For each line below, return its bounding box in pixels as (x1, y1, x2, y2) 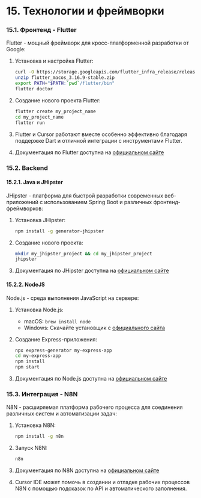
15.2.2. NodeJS (6, 281, 45, 288)
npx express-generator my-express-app (14, 347, 112, 353)
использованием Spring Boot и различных (44, 198, 152, 205)
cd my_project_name (14, 114, 64, 120)
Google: (6, 46, 26, 53)
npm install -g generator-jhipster (14, 228, 104, 234)
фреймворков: (6, 205, 43, 212)
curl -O (14, 69, 34, 75)
